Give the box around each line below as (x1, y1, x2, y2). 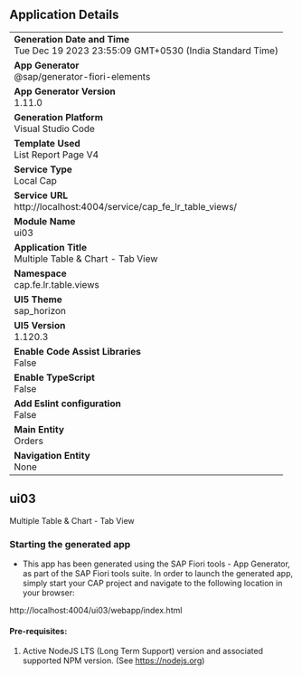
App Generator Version (14, 85, 116, 98)
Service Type (14, 163, 72, 176)
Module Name (14, 214, 76, 227)
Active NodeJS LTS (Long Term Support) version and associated (22, 646, 264, 657)
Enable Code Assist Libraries (14, 345, 142, 357)
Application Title (14, 241, 88, 253)
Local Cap (14, 174, 57, 186)
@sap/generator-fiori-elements (14, 70, 151, 82)
